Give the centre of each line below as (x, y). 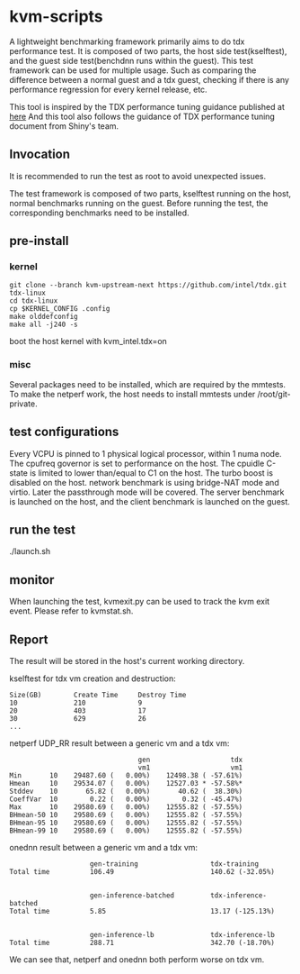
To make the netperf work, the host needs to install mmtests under (132, 394)
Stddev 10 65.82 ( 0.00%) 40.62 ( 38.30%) (126, 791)
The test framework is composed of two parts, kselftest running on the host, (150, 193)
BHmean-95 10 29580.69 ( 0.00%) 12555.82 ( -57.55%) (126, 823)
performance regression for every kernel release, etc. (109, 89)
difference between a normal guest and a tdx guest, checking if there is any (150, 79)
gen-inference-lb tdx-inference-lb (182, 934)
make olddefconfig (44, 317)
